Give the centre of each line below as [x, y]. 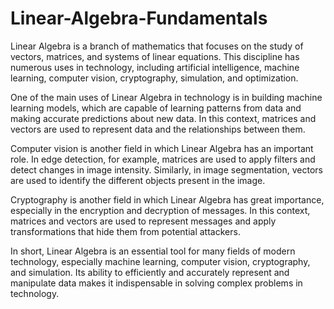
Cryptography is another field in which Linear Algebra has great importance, [167, 199]
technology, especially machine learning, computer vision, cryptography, [160, 261]
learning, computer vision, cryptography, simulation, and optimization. [154, 78]
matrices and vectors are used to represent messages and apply [143, 221]
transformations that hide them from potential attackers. [125, 231]
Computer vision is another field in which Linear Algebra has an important [162, 148]
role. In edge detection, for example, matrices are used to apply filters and [163, 159]
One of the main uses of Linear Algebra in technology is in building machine [166, 97]
